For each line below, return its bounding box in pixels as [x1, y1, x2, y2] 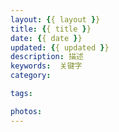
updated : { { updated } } [10, 42, 110, 53]
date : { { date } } [10, 33, 83, 43]
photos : [10, 106, 43, 116]
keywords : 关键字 [10, 61, 83, 71]
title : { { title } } [10, 24, 92, 34]
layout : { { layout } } [10, 14, 101, 25]
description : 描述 [10, 52, 84, 62]
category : [10, 71, 52, 81]
